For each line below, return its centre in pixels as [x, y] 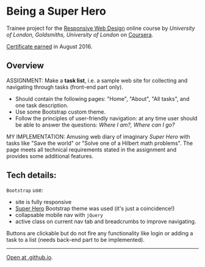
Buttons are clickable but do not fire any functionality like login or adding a [100, 233]
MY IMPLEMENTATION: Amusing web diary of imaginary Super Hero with [98, 136]
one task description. [42, 105]
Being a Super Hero [56, 11]
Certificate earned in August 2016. [49, 46]
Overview [25, 66]
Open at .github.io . [30, 257]
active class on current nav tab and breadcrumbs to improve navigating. [106, 221]
